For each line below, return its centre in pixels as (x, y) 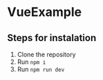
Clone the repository (46, 54)
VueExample (44, 12)
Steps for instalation (52, 38)
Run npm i (31, 62)
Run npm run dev (41, 69)
